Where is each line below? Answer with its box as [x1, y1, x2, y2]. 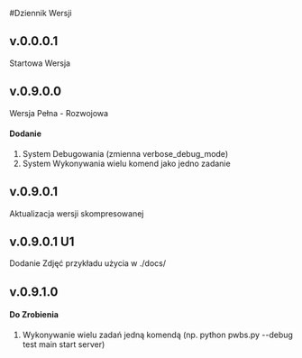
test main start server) [22, 339, 105, 350]
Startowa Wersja [9, 58, 70, 69]
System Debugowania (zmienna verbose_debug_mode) [22, 148, 228, 159]
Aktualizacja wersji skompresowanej [9, 207, 144, 219]
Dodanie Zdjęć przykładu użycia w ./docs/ [9, 258, 167, 269]
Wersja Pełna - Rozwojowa [9, 107, 109, 118]
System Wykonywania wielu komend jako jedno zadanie [22, 158, 232, 169]
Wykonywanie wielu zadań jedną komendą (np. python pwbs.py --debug [22, 329, 293, 341]
